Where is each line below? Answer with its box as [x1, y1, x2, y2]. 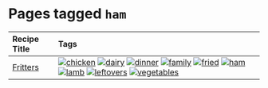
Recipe [12, 33, 40, 44]
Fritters [12, 61, 40, 72]
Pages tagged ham [8, 5, 127, 23]
